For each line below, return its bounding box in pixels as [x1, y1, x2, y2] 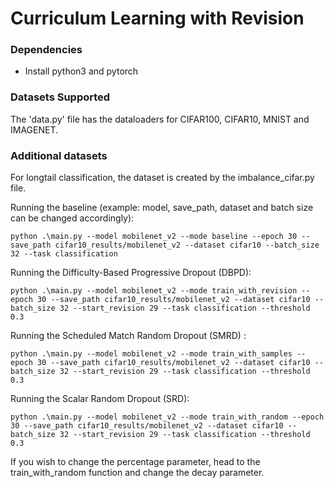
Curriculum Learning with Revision [10, 7, 305, 30]
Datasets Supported [10, 90, 111, 104]
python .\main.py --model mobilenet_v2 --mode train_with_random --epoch [10, 412, 325, 422]
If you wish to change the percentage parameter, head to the [10, 456, 261, 468]
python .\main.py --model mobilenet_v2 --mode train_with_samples [10, 349, 293, 359]
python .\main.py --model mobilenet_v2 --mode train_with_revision [10, 286, 298, 296]
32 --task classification [10, 249, 118, 259]
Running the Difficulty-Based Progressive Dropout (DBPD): [10, 267, 252, 279]
